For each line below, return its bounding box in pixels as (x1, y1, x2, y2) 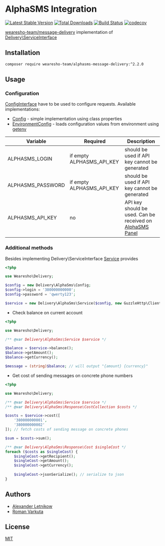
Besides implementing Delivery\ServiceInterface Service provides (5, 255, 138, 261)
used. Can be (124, 211, 156, 218)
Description (127, 138, 155, 145)
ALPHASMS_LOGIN (7, 156, 53, 163)
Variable (26, 138, 47, 145)
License (5, 523, 30, 531)
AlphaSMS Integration (5, 3, 97, 15)
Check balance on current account (12, 309, 83, 315)
